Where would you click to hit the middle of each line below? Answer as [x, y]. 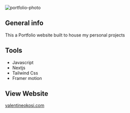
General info [24, 23]
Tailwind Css [25, 73]
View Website [27, 94]
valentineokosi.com [25, 106]
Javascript [23, 62]
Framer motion [27, 78]
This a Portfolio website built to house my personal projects [65, 35]
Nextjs [19, 68]
